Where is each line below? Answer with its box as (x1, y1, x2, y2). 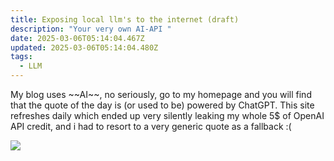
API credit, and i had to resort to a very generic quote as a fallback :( (10, 121, 292, 132)
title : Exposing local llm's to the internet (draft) (10, 14, 240, 25)
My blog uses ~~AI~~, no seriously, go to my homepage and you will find (10, 89, 312, 100)
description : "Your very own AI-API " (10, 24, 172, 34)
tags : (10, 52, 33, 62)
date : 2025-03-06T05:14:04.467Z (10, 33, 145, 43)
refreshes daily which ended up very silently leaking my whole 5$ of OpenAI (10, 110, 325, 121)
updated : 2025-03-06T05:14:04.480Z (10, 42, 159, 53)
